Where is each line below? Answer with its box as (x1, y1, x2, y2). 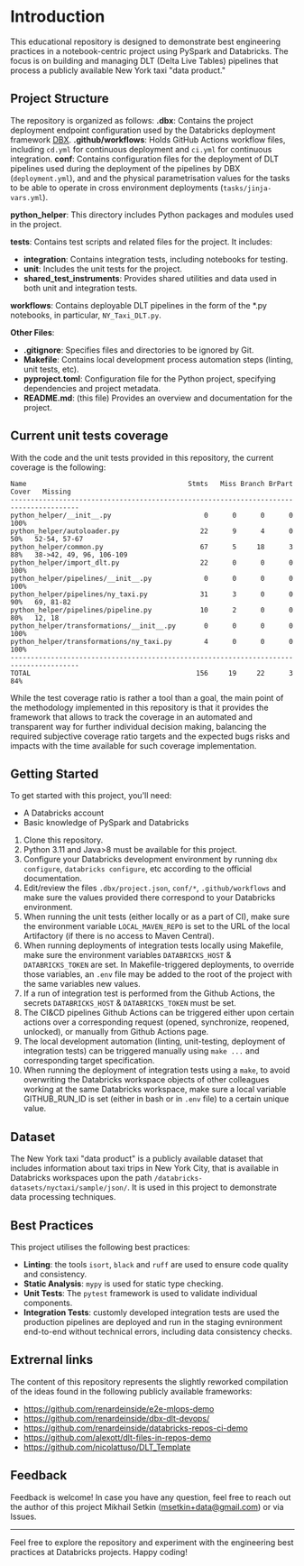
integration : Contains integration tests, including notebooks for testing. (23, 253, 289, 264)
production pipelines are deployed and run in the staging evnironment (23, 1317, 283, 1327)
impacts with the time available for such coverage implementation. (10, 740, 257, 751)
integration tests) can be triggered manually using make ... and (23, 1046, 260, 1056)
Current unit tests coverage (10, 428, 169, 444)
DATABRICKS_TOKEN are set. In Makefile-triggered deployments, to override (23, 959, 295, 971)
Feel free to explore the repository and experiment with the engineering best (10, 1536, 294, 1548)
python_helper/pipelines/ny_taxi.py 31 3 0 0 (10, 589, 294, 599)
